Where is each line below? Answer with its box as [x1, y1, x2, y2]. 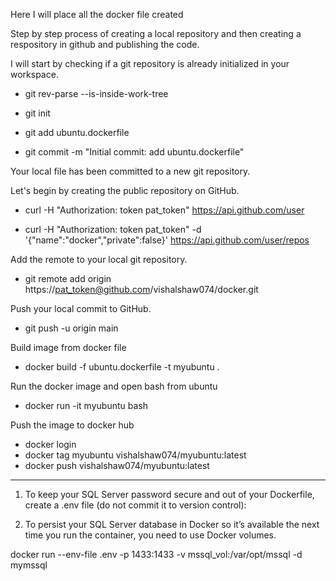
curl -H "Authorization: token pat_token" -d [24, 224, 202, 235]
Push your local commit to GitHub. [10, 303, 152, 314]
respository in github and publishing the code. [10, 39, 200, 50]
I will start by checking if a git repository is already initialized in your [10, 58, 290, 69]
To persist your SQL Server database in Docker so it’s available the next [24, 519, 320, 530]
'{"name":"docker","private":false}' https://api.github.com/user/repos [24, 234, 310, 246]
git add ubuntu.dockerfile [24, 127, 130, 138]
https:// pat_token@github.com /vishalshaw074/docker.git [24, 284, 259, 295]
